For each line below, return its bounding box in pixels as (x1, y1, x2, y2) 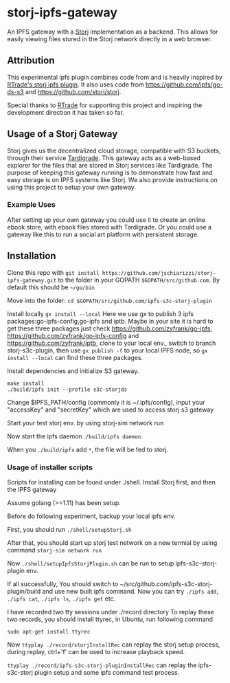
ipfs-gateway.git (7, 277, 57, 284)
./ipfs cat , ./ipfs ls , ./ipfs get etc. (7, 594, 116, 603)
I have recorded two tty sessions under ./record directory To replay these (7, 607, 214, 616)
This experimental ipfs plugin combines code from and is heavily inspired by (7, 73, 223, 81)
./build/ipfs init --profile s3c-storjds (7, 386, 128, 393)
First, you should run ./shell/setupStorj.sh (7, 525, 132, 533)
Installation (7, 250, 56, 262)
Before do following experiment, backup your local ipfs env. (7, 512, 176, 520)
